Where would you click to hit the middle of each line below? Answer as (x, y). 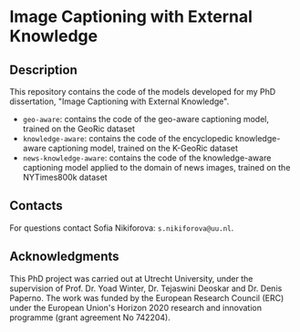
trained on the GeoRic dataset (78, 129)
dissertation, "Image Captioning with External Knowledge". (119, 101)
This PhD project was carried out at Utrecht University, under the (131, 278)
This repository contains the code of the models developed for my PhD (143, 92)
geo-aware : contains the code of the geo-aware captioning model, (145, 119)
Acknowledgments (65, 257)
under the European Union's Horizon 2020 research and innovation (136, 307)
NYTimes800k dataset (65, 177)
